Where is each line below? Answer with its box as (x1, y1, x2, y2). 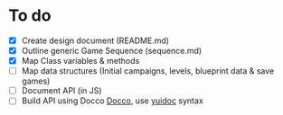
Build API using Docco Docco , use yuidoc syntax (21, 95, 204, 106)
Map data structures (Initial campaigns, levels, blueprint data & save (21, 66, 275, 76)
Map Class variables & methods (21, 56, 140, 66)
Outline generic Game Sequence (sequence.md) (21, 46, 203, 56)
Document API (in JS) (21, 85, 102, 96)
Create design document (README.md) (21, 35, 169, 46)
